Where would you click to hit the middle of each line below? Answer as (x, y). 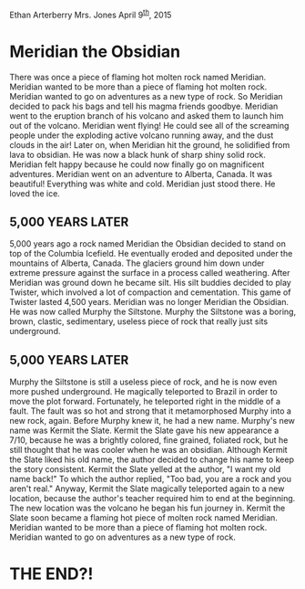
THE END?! (51, 574)
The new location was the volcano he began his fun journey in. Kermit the (147, 508)
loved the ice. (35, 193)
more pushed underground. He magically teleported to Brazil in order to (143, 392)
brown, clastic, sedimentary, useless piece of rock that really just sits (139, 321)
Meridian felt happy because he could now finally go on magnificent (137, 164)
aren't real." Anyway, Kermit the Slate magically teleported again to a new (147, 489)
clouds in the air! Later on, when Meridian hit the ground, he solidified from (150, 144)
